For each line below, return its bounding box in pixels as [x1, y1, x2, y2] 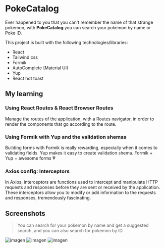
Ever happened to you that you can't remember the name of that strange [5, 19, 154, 25]
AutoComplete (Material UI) [12, 65, 68, 71]
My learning [5, 90, 43, 98]
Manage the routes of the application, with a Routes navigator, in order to [5, 116, 155, 122]
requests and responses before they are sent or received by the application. [5, 184, 160, 191]
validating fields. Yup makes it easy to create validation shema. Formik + [5, 149, 153, 156]
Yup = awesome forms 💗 [5, 155, 56, 161]
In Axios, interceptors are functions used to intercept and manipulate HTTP [5, 179, 158, 185]
